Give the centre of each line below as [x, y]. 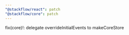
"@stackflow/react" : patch [33, 9]
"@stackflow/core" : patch [32, 14]
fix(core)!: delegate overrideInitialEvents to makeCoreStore [65, 27]
